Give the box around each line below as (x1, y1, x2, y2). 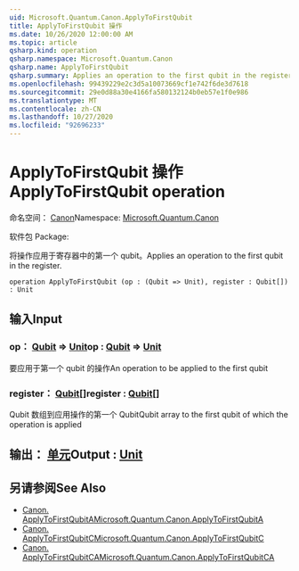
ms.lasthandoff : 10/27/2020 (9, 112, 114, 121)
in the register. (9, 260, 62, 270)
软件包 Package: (9, 231, 69, 242)
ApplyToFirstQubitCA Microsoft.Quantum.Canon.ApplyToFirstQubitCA (21, 552, 275, 563)
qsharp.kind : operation (9, 46, 98, 55)
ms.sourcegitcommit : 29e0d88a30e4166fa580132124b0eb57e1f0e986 (9, 87, 249, 96)
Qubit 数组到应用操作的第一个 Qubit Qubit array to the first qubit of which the (9, 409, 289, 419)
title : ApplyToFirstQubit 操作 (9, 21, 123, 30)
